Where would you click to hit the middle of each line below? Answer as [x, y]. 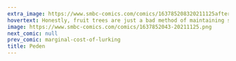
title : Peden [26, 46]
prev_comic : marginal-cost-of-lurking [64, 40]
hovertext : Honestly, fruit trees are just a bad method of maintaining [116, 20]
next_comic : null [33, 33]
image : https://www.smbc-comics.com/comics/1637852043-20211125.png [110, 27]
